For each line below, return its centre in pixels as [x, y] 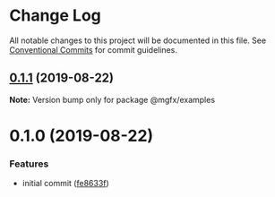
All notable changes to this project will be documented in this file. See [138, 40]
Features [29, 164]
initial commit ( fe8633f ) [65, 184]
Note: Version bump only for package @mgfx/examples [112, 99]
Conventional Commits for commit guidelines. [93, 49]
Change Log [55, 16]
